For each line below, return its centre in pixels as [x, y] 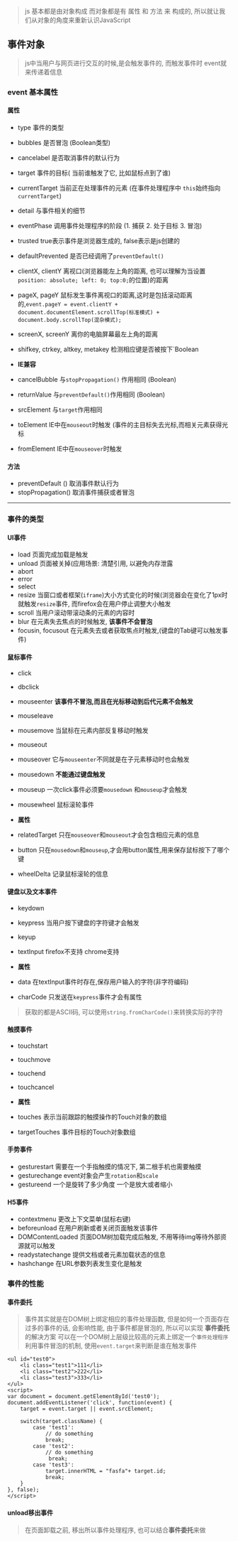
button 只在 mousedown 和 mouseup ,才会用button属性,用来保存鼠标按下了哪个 [124, 850]
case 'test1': [53, 1428]
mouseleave [35, 716]
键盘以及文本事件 [32, 892]
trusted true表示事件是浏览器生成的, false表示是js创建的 [99, 240]
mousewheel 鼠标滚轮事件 [56, 805]
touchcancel [36, 1087]
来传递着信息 [43, 72]
